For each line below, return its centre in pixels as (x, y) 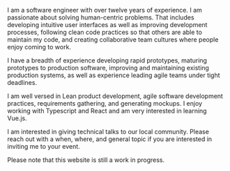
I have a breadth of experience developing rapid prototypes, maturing (107, 60)
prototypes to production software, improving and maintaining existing (108, 68)
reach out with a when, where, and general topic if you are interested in (110, 139)
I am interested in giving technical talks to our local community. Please (108, 132)
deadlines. (22, 82)
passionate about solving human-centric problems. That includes (101, 17)
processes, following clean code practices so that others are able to (105, 32)
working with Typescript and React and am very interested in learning (107, 111)
